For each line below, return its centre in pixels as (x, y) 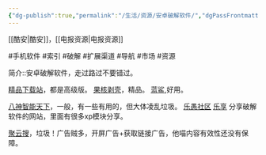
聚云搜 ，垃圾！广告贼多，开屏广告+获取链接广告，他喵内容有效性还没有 (125, 133)
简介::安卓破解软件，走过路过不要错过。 (73, 73)
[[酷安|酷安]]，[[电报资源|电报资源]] (66, 39)
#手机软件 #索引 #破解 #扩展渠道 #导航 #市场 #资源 (92, 55)
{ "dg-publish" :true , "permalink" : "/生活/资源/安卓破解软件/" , (105, 15)
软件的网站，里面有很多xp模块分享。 (68, 116)
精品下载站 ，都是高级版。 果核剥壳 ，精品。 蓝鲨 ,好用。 (98, 89)
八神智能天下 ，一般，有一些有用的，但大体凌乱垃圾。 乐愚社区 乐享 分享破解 (133, 106)
